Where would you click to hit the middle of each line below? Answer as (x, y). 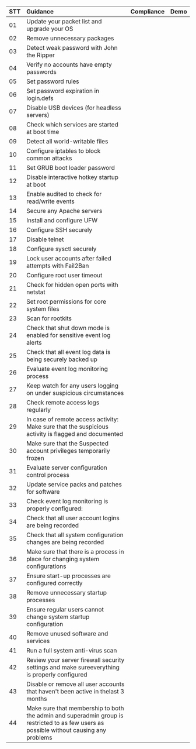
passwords (41, 72)
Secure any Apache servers (64, 211)
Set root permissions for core (66, 302)
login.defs (40, 98)
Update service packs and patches (74, 484)
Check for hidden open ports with (72, 285)
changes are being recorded (65, 542)
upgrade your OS (50, 29)
